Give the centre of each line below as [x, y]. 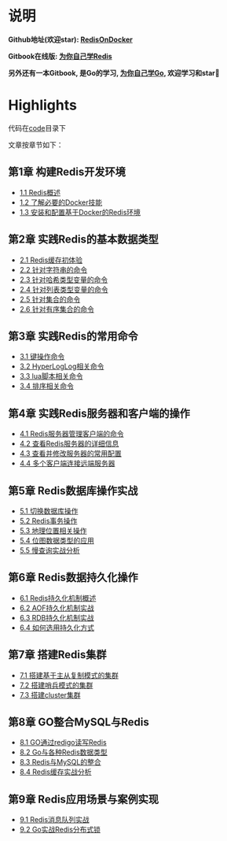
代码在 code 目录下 [37, 128]
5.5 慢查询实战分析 [49, 550]
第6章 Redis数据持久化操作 [73, 578]
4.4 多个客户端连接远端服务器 [67, 463]
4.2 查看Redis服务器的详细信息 [69, 444]
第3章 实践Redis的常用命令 [73, 336]
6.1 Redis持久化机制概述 [58, 598]
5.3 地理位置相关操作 [53, 530]
